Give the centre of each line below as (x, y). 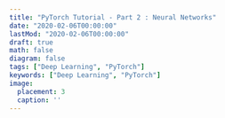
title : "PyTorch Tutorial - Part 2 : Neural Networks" (113, 17)
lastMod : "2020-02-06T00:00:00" (69, 34)
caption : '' (40, 100)
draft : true (31, 42)
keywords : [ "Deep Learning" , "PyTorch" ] (85, 75)
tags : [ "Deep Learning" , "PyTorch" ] (77, 67)
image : (21, 83)
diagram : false (37, 59)
